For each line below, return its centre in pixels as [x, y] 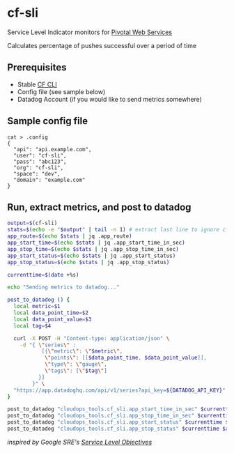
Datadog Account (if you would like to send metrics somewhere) [109, 99]
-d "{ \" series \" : [48, 345]
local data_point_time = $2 [51, 313]
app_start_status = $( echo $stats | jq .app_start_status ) [92, 256]
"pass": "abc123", [40, 162]
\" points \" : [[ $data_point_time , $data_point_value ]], [126, 358]
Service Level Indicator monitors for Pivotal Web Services [90, 32]
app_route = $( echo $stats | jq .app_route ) [70, 236]
